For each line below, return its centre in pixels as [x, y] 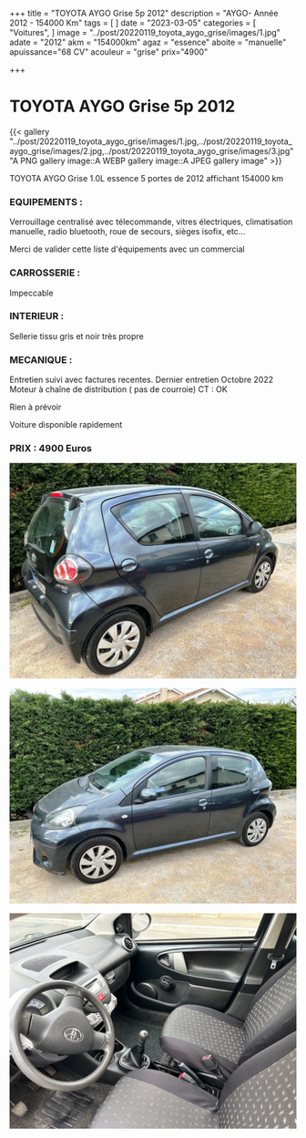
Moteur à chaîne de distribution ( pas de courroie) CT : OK [118, 389]
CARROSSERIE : [45, 273]
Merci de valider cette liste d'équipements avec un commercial [127, 249]
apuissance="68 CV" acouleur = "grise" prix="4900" [109, 52]
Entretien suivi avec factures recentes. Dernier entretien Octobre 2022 [142, 380]
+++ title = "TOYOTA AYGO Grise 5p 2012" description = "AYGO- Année [144, 13]
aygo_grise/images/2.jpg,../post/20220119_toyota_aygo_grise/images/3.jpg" [152, 150]
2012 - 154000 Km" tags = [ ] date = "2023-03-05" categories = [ [133, 23]
